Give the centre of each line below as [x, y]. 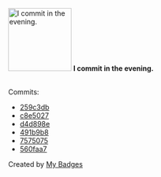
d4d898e [35, 124]
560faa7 [33, 149]
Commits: [24, 92]
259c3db [34, 107]
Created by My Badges [45, 164]
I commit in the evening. [113, 68]
